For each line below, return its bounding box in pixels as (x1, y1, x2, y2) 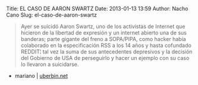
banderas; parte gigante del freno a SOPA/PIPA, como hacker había (20, 36, 186, 42)
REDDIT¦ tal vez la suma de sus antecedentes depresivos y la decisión (20, 48, 193, 55)
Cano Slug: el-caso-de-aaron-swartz (6, 11, 97, 18)
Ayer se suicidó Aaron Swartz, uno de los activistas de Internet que (20, 23, 186, 30)
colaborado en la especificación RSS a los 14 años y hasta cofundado (20, 42, 191, 49)
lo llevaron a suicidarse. (20, 61, 79, 68)
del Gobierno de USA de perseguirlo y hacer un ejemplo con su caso (20, 55, 190, 61)
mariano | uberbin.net (14, 73, 68, 79)
